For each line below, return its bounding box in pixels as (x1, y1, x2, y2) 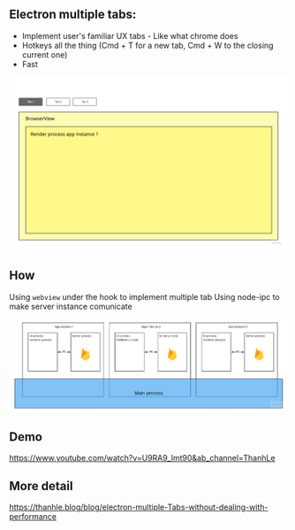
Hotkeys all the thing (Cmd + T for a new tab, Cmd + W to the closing (21, 40, 274, 50)
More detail (9, 478, 73, 494)
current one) (21, 49, 68, 60)
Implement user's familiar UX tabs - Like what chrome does (21, 30, 238, 41)
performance (9, 511, 57, 522)
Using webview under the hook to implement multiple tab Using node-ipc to (9, 291, 280, 302)
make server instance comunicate (9, 301, 132, 311)
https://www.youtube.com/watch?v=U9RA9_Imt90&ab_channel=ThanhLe (9, 453, 276, 464)
